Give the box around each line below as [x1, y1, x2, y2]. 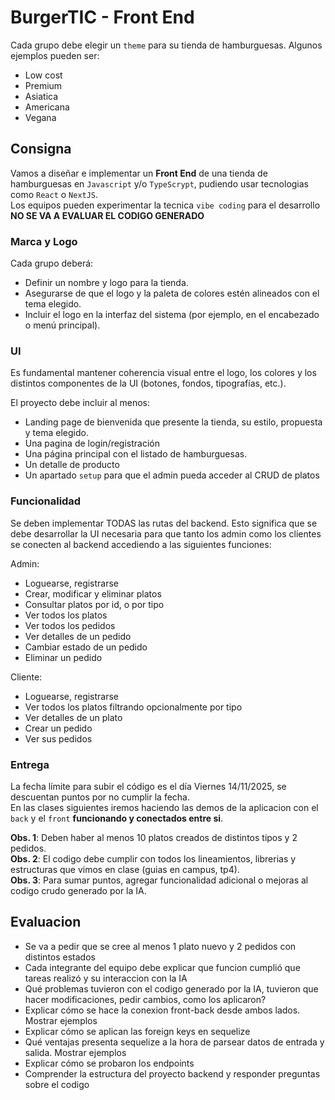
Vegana [24, 111, 57, 123]
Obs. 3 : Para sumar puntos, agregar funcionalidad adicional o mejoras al [10, 874, 309, 886]
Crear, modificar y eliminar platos [24, 587, 162, 600]
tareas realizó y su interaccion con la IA [24, 972, 188, 984]
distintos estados [24, 951, 96, 963]
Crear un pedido [24, 722, 93, 734]
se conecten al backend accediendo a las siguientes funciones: [10, 538, 272, 550]
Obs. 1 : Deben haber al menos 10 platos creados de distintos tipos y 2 [10, 831, 298, 843]
